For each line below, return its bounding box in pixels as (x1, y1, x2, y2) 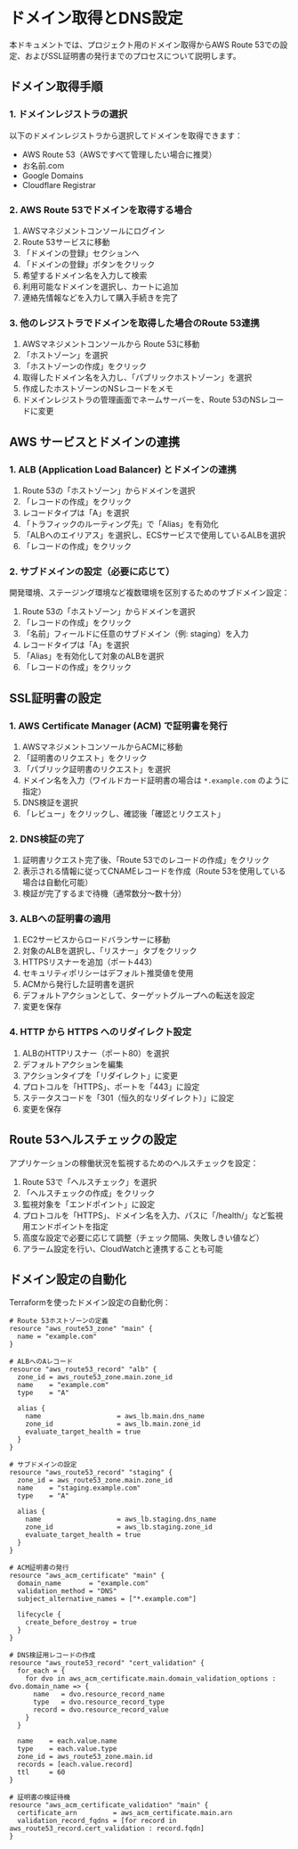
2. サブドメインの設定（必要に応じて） (9, 565, 175, 578)
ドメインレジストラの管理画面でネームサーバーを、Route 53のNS (21, 394, 261, 406)
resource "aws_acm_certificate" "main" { (9, 1571, 165, 1581)
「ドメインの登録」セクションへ (21, 247, 140, 259)
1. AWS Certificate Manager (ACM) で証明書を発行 (9, 719, 229, 732)
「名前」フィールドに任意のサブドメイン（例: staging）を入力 (21, 629, 249, 639)
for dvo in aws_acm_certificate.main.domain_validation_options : (25, 1674, 277, 1683)
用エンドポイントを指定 (21, 1220, 109, 1231)
